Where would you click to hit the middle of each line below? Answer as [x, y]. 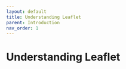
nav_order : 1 [22, 28]
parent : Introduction [33, 22]
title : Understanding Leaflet [44, 17]
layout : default [26, 11]
